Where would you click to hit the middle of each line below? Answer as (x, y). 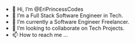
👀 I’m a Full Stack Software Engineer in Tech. (67, 15)
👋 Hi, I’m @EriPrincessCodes (48, 9)
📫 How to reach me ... (40, 35)
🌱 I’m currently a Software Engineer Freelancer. (71, 22)
